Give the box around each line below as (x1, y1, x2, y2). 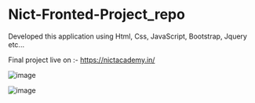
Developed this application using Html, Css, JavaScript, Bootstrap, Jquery (8, 31, 247, 41)
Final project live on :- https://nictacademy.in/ (8, 55, 155, 64)
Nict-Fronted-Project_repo (8, 6, 186, 24)
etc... (8, 39, 25, 49)
